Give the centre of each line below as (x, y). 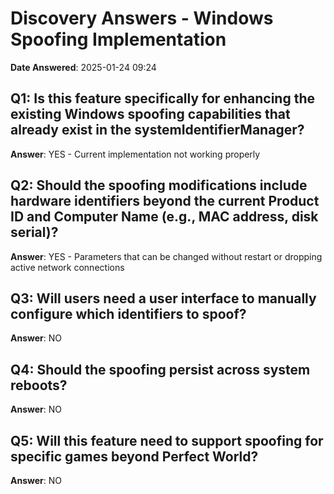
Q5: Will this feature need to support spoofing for (167, 440)
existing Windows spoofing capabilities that (150, 114)
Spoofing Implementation (118, 39)
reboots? (39, 385)
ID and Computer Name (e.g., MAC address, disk (164, 217)
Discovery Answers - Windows (142, 18)
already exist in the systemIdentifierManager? (157, 130)
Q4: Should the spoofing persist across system (160, 369)
